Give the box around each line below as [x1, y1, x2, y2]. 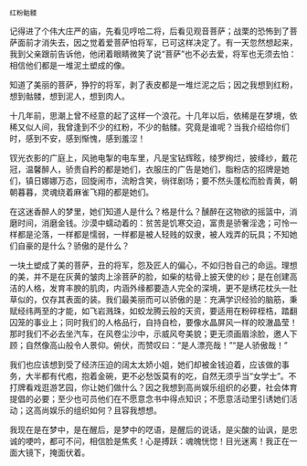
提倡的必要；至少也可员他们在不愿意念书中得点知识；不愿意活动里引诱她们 [9, 394, 290, 404]
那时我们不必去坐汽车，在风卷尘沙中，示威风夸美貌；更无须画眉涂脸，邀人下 [9, 328, 298, 339]
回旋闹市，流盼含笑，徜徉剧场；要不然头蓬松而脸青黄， [80, 175, 290, 185]
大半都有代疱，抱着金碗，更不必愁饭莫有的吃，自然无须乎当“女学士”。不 [25, 371, 297, 381]
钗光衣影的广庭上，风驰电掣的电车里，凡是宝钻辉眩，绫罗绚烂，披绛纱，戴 [9, 153, 290, 163]
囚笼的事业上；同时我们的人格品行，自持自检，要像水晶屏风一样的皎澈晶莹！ [9, 317, 298, 327]
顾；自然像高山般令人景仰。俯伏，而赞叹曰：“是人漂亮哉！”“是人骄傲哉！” [9, 340, 288, 350]
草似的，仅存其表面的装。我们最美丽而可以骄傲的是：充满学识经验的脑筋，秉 [9, 294, 298, 304]
